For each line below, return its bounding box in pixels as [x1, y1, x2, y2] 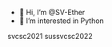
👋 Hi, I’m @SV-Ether [18, 8, 86, 17]
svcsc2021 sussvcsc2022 [7, 32, 93, 41]
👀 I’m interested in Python [18, 16, 105, 25]
